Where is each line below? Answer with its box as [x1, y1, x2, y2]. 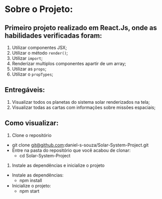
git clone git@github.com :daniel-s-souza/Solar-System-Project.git [11, 142, 148, 148]
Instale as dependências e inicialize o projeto [11, 162, 105, 168]
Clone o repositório [11, 132, 52, 138]
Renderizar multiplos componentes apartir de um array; [11, 61, 126, 66]
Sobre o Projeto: [4, 4, 73, 15]
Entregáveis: [4, 86, 45, 94]
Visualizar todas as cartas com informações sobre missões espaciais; [11, 104, 156, 110]
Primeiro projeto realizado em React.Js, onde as [4, 24, 157, 32]
